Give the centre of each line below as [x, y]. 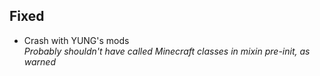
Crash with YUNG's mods [76, 40]
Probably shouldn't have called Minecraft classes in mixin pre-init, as [167, 51]
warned [40, 61]
